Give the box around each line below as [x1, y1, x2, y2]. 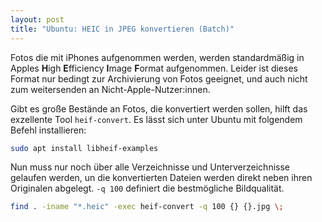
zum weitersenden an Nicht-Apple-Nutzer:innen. [10, 83, 211, 95]
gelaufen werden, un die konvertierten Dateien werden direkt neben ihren [10, 172, 313, 184]
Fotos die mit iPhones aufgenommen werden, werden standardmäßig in [10, 51, 305, 63]
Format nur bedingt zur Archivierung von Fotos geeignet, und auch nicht [10, 72, 308, 85]
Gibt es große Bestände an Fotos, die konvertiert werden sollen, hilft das [10, 102, 308, 115]
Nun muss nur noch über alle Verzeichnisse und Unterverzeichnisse [10, 161, 291, 173]
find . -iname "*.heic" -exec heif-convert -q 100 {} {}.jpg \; [10, 202, 284, 212]
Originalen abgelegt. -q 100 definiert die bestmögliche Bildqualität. [10, 182, 285, 195]
